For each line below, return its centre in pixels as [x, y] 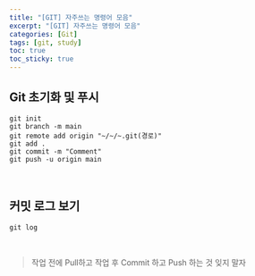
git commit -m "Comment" [55, 151]
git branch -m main [46, 126]
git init [25, 118]
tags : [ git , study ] [46, 42]
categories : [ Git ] [43, 34]
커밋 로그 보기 [45, 206]
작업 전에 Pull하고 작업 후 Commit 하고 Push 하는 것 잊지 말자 [138, 262]
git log [24, 227]
